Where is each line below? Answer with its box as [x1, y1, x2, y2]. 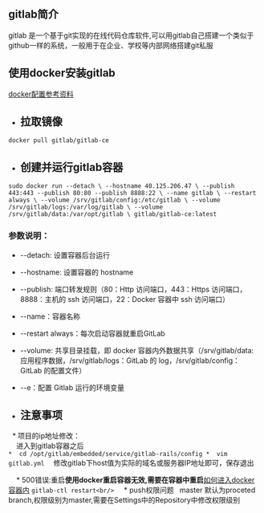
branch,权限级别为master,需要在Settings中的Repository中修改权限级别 [8, 495, 241, 505]
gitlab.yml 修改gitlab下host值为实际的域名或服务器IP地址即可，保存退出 [8, 458, 254, 468]
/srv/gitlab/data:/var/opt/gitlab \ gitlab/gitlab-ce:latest [8, 210, 217, 218]
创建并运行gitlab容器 [19, 160, 124, 174]
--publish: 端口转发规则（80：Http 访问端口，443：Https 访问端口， [19, 284, 247, 294]
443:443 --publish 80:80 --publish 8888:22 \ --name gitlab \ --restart [8, 189, 257, 197]
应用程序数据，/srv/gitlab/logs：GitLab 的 [19, 356, 157, 365]
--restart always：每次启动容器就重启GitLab [19, 328, 166, 338]
